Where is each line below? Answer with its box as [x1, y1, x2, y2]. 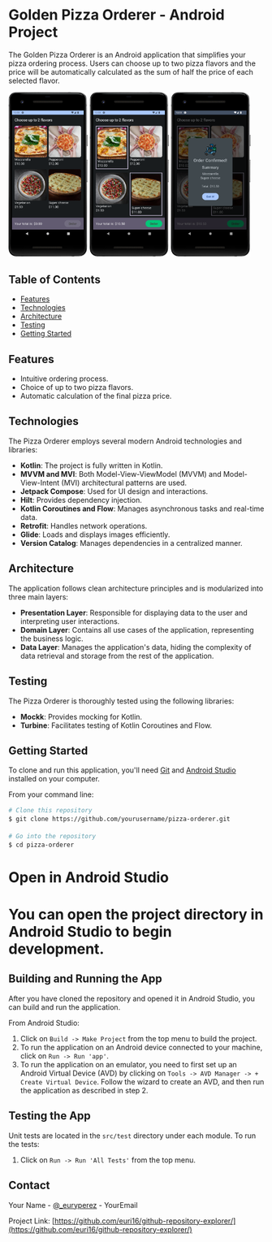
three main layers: [8, 591, 69, 602]
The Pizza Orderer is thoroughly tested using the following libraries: [8, 696, 235, 706]
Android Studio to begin [8, 923, 172, 941]
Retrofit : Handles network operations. [19, 521, 148, 530]
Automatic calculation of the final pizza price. [19, 392, 172, 401]
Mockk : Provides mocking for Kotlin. [19, 712, 143, 721]
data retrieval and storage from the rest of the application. [19, 651, 214, 660]
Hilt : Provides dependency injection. [19, 495, 142, 504]
